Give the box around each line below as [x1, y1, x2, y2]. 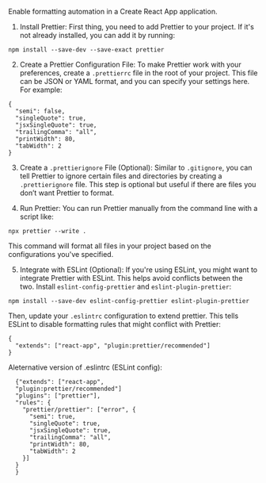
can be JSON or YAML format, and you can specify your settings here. [19, 77, 250, 86]
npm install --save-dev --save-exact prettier [8, 46, 165, 54]
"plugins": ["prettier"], [15, 392, 101, 400]
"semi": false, [15, 107, 66, 115]
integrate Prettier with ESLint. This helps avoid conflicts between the [19, 274, 243, 282]
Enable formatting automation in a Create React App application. [8, 7, 218, 16]
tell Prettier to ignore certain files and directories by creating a [19, 171, 222, 181]
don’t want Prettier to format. [19, 188, 115, 197]
